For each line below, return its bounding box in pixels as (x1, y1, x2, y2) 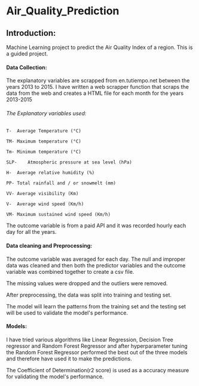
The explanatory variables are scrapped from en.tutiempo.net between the (6, 77, 190, 84)
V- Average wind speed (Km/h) (6, 201, 84, 207)
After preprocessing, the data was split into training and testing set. (6, 291, 172, 298)
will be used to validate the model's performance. (6, 309, 128, 316)
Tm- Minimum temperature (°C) (6, 149, 82, 155)
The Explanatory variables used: (6, 109, 87, 117)
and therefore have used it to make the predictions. (6, 355, 133, 362)
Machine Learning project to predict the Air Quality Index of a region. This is (6, 44, 193, 51)
